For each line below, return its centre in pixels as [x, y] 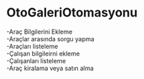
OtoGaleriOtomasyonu [72, 13]
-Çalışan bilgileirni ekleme [43, 54]
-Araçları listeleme [32, 46]
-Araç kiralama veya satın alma [50, 68]
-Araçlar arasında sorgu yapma [50, 38]
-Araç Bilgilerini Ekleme [40, 32]
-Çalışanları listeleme [36, 60]
